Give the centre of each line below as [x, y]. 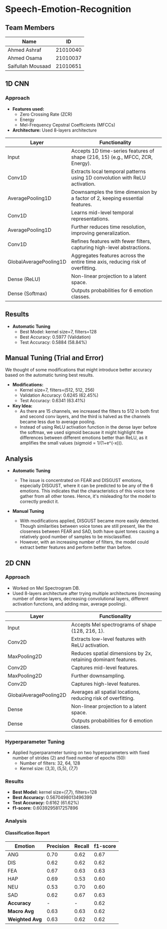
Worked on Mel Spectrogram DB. [46, 588]
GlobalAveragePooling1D [37, 262]
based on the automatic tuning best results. [50, 375]
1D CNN [17, 84]
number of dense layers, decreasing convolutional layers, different [80, 599]
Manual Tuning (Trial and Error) [54, 358]
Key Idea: [22, 406]
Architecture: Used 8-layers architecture [54, 130]
